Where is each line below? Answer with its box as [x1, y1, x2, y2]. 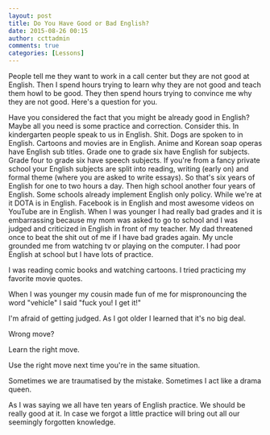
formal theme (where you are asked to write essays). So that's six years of [8, 172, 255, 182]
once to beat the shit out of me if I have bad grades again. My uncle [8, 233, 234, 242]
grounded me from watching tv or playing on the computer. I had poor [8, 241, 241, 251]
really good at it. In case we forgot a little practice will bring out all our [8, 408, 240, 418]
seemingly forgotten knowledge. [8, 417, 116, 427]
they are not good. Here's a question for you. [8, 97, 158, 106]
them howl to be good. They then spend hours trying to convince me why [8, 89, 252, 97]
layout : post [8, 11, 52, 20]
